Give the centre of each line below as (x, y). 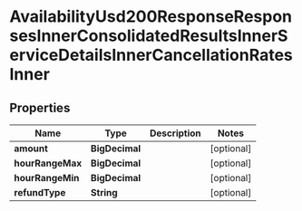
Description (175, 133)
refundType (40, 192)
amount (31, 149)
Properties (40, 107)
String (104, 192)
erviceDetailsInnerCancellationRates (151, 55)
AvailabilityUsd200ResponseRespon (151, 17)
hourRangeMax (48, 163)
